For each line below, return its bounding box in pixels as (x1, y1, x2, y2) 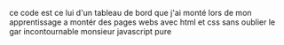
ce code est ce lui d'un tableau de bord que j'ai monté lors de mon (9, 8, 252, 18)
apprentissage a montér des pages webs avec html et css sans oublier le (9, 17, 276, 27)
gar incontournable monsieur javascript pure (9, 26, 172, 36)
